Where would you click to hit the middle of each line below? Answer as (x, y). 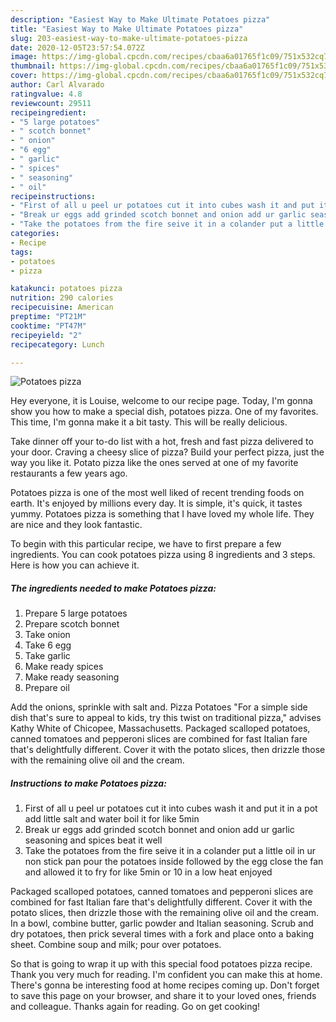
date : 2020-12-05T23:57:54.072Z (77, 47)
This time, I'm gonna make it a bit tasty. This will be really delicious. (149, 422)
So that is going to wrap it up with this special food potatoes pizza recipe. (161, 964)
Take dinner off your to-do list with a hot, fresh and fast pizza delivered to (162, 442)
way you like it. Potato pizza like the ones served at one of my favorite (154, 463)
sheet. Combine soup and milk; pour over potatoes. (116, 945)
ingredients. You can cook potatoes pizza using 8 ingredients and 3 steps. (163, 555)
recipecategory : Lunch (57, 344)
